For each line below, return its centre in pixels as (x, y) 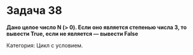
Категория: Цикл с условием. (45, 45)
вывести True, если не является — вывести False (72, 33)
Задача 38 (34, 11)
